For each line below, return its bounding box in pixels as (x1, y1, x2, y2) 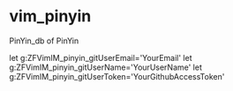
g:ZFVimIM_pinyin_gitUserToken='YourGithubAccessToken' (9, 71, 225, 81)
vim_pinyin (9, 6, 92, 27)
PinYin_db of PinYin (9, 35, 79, 46)
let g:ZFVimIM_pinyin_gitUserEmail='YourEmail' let (9, 52, 192, 63)
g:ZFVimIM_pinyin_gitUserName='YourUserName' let (9, 62, 203, 72)
